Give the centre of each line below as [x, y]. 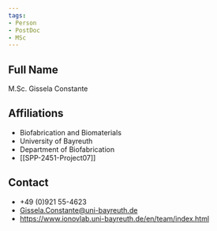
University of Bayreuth [56, 141]
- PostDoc [24, 30]
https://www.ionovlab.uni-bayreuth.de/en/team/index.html [114, 218]
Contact [28, 183]
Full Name [33, 69]
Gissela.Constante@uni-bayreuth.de [79, 210]
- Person [22, 23]
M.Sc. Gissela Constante [48, 89]
